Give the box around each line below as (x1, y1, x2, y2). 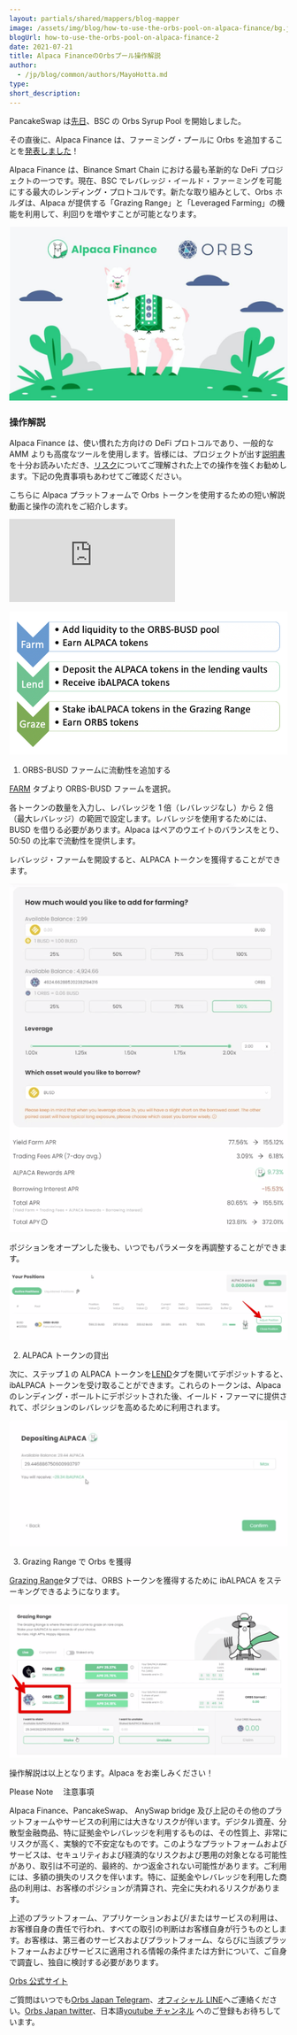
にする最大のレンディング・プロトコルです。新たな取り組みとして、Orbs (9, 186, 273, 197)
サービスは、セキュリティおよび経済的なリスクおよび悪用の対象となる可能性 (9, 1849, 287, 1860)
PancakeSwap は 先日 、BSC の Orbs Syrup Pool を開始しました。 (9, 115, 246, 126)
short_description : (9, 89, 81, 97)
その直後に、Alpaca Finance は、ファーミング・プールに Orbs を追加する (9, 134, 276, 145)
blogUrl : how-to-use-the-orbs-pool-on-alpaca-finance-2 (9, 33, 219, 42)
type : (9, 80, 29, 89)
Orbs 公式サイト (9, 1975, 69, 1986)
